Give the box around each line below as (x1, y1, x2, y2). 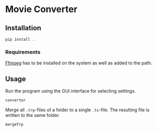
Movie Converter (5, 4, 78, 15)
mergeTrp (5, 122, 24, 127)
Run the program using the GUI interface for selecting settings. (5, 88, 136, 94)
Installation (5, 24, 41, 32)
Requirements (5, 48, 41, 55)
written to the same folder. (5, 112, 60, 118)
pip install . (5, 37, 35, 42)
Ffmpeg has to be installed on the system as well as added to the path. (5, 60, 152, 66)
